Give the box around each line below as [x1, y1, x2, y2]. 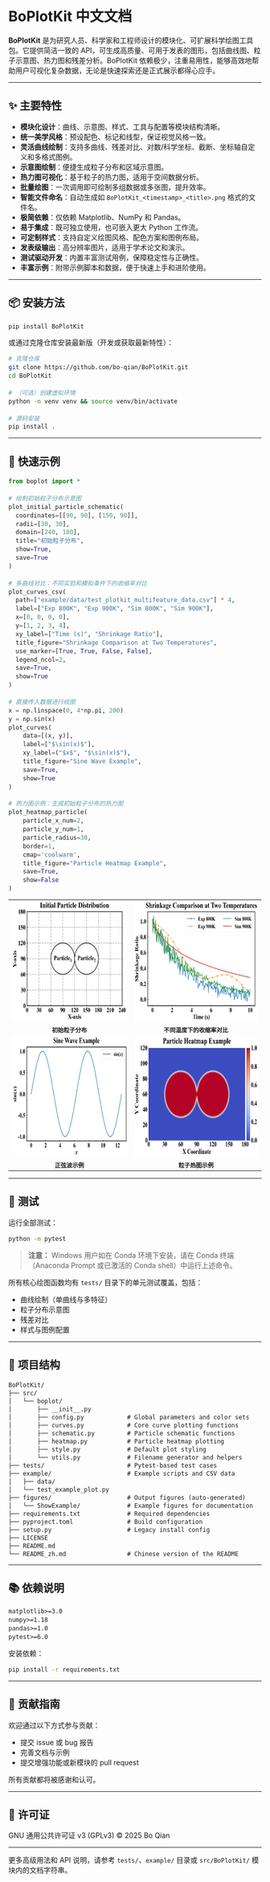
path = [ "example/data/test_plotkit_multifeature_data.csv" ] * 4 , [15, 596, 235, 604]
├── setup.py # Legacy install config [8, 1526, 211, 1534]
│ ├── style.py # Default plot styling [8, 1445, 207, 1453]
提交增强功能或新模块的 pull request [19, 1757, 139, 1767]
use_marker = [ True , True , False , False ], [15, 647, 153, 655]
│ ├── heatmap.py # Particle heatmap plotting [8, 1437, 225, 1445]
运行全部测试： [8, 1218, 58, 1227]
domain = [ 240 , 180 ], [15, 528, 81, 536]
